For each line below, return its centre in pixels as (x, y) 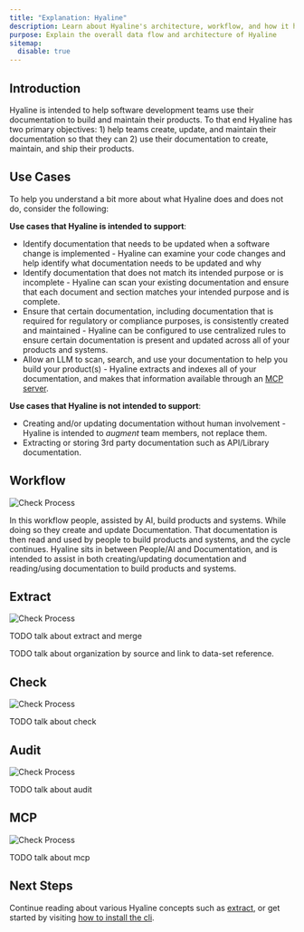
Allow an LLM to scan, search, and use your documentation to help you (155, 359)
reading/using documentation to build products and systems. (123, 568)
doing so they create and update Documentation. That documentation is (143, 529)
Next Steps (41, 886)
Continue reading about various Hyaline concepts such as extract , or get (145, 908)
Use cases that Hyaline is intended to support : (98, 226)
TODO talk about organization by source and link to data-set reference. (142, 654)
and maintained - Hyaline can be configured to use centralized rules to (154, 330)
